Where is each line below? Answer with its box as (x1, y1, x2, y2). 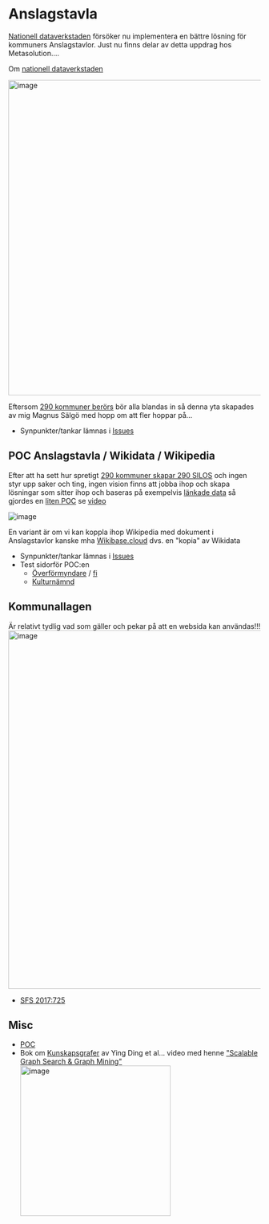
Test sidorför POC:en (19, 559, 90, 569)
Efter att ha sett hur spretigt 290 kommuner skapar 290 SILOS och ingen (8, 470, 247, 480)
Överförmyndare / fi (31, 568, 98, 578)
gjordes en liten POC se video (8, 496, 106, 505)
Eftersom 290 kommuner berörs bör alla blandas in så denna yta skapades (8, 402, 255, 411)
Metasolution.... (8, 48, 60, 58)
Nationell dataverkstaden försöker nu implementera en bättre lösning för (8, 31, 247, 41)
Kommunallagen (8, 600, 92, 614)
